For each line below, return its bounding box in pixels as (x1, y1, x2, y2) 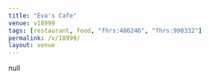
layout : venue (8, 41, 56, 49)
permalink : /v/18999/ (8, 34, 81, 42)
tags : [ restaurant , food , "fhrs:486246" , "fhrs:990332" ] (8, 26, 203, 34)
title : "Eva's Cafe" (8, 11, 78, 20)
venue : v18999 (8, 19, 56, 27)
